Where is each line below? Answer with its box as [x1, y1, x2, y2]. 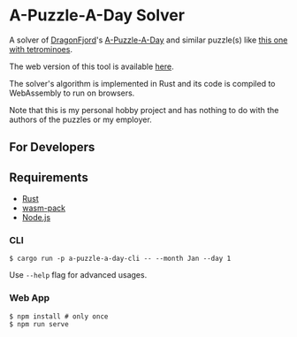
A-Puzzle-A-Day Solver [9, 5, 186, 26]
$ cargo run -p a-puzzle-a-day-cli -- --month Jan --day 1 [9, 254, 232, 264]
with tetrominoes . [9, 43, 73, 54]
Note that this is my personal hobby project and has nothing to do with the [9, 104, 279, 115]
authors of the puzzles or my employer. [9, 114, 152, 125]
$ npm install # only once [9, 311, 109, 321]
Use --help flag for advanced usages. [9, 270, 148, 280]
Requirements [9, 170, 88, 185]
